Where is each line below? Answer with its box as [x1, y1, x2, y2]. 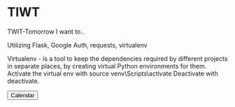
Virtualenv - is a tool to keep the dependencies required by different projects [7, 54, 228, 63]
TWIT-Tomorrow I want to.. [7, 27, 85, 36]
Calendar [10, 92, 35, 99]
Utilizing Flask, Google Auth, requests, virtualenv [7, 41, 148, 49]
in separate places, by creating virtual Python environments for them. [7, 62, 207, 70]
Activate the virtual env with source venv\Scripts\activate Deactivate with [7, 69, 218, 78]
